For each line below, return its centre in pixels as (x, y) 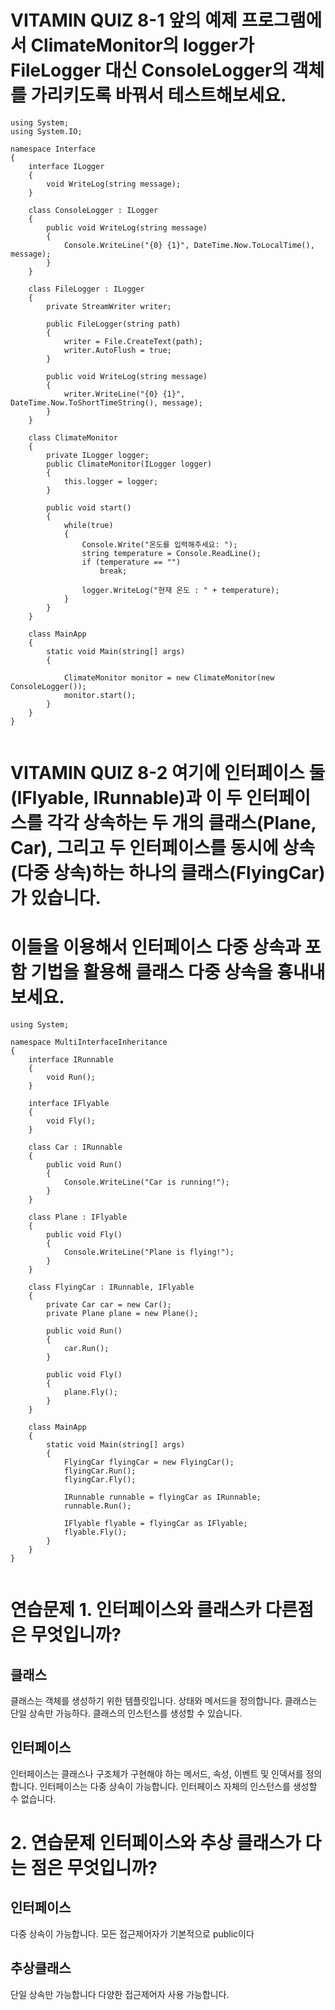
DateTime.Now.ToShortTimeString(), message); (106, 402)
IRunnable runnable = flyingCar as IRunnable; (162, 1497)
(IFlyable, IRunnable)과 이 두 (126, 798)
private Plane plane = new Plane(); (122, 1314)
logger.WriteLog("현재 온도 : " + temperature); (180, 590)
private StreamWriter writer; (109, 306)
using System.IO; (46, 131)
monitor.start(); (100, 695)
